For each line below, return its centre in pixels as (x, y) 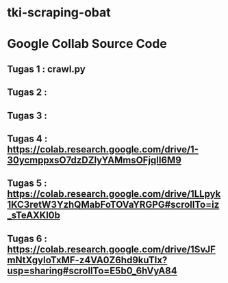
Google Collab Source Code (87, 44)
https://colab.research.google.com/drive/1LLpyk (114, 194)
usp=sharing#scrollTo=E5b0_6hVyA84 (92, 270)
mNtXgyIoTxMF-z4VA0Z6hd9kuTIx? (87, 260)
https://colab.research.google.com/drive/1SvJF (111, 249)
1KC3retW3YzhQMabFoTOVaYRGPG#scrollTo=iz (113, 205)
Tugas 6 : (27, 238)
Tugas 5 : (27, 184)
